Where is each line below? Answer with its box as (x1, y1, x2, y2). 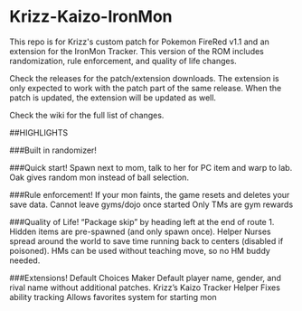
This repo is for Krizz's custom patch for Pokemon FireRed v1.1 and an (9, 36, 269, 47)
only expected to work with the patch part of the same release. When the (9, 82, 282, 93)
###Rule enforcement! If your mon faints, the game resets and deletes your (9, 189, 290, 200)
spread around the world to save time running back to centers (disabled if (9, 235, 284, 246)
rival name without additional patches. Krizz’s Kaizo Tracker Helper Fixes (9, 282, 280, 293)
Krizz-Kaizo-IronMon (9, 6, 174, 27)
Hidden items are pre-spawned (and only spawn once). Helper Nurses (9, 226, 271, 237)
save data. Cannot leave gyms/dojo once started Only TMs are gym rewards (9, 199, 294, 210)
